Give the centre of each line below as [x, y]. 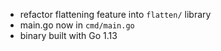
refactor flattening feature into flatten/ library [115, 14]
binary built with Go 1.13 [68, 35]
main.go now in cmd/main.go [77, 25]
